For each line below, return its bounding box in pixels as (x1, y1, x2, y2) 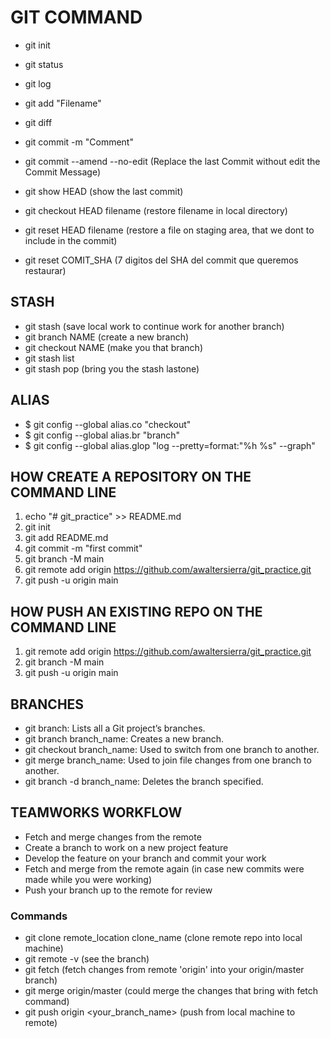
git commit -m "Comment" (24, 136, 134, 148)
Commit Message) (24, 166, 101, 178)
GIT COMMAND (10, 6, 143, 29)
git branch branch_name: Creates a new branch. (24, 733, 225, 745)
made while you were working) (24, 873, 153, 885)
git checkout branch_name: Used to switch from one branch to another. (24, 744, 320, 755)
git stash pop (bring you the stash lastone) (24, 362, 200, 375)
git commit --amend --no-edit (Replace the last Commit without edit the (24, 155, 321, 167)
